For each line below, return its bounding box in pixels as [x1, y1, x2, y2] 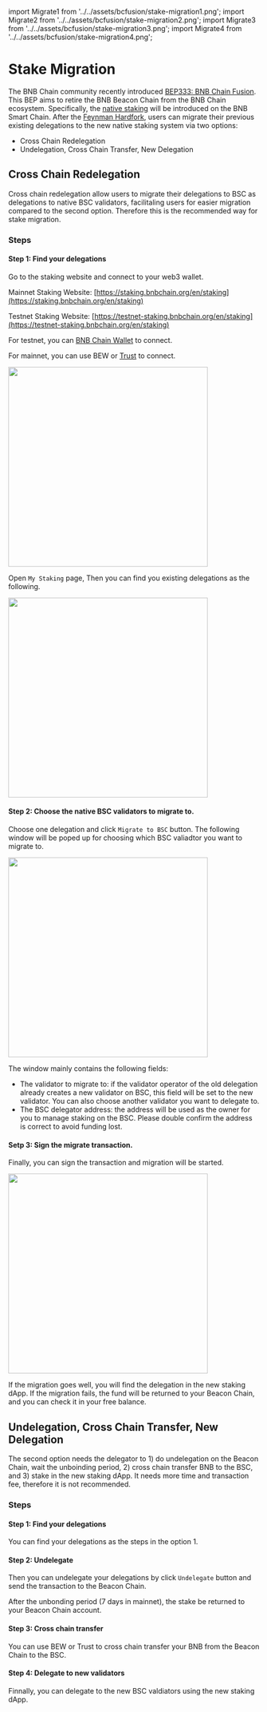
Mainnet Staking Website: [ [8, 287, 97, 297]
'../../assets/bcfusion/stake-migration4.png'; [8, 32, 153, 42]
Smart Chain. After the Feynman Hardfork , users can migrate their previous [8, 112, 255, 121]
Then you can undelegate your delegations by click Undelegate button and [8, 1573, 252, 1583]
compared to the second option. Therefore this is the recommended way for [8, 205, 258, 215]
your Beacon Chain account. [8, 1606, 102, 1615]
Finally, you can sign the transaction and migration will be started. [8, 1158, 225, 1168]
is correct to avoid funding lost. [19, 1122, 123, 1132]
